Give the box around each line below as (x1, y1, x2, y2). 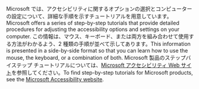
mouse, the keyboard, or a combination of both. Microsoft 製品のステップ (6, 54, 186, 61)
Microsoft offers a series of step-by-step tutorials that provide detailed (6, 20, 180, 26)
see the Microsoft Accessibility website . (6, 76, 104, 82)
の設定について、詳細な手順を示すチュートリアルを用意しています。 (6, 13, 172, 20)
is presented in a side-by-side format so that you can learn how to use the (6, 47, 188, 54)
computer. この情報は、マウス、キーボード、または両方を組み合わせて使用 (6, 33, 189, 40)
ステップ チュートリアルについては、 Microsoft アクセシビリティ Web (11, 62, 180, 69)
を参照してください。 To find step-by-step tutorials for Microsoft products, (11, 69, 194, 76)
